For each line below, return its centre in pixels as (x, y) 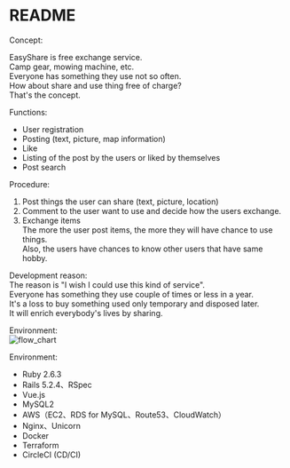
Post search (44, 167)
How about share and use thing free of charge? (95, 85)
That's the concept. (45, 95)
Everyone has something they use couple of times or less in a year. (132, 294)
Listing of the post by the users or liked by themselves (121, 157)
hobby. (35, 258)
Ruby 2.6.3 (42, 374)
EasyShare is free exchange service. (76, 57)
